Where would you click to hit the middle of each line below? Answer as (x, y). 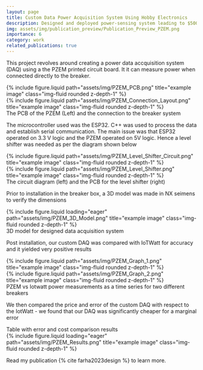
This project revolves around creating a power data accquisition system (95, 63)
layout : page (23, 12)
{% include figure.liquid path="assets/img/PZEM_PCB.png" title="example (99, 87)
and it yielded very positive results (49, 249)
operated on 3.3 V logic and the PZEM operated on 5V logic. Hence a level (99, 137)
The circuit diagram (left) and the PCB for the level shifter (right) (86, 182)
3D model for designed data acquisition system (65, 231)
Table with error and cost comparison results (62, 329)
